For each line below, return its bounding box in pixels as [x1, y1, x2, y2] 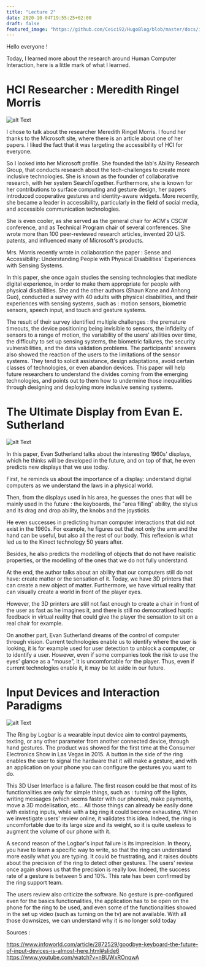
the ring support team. [6, 879, 63, 887]
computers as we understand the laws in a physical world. [6, 482, 153, 489]
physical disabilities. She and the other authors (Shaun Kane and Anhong [6, 287, 191, 294]
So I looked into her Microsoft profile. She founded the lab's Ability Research [6, 160, 200, 167]
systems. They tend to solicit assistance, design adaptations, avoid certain [6, 358, 194, 365]
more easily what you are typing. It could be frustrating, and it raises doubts [6, 853, 198, 860]
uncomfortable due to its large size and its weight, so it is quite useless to [6, 821, 192, 829]
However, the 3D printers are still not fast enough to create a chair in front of [6, 600, 199, 608]
